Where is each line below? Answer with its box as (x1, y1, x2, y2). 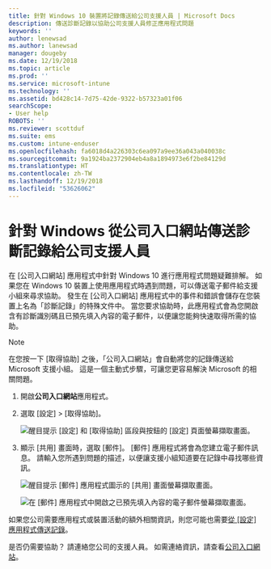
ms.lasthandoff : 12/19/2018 (8, 177, 104, 186)
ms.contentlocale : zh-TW (8, 170, 92, 178)
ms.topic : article (8, 65, 70, 73)
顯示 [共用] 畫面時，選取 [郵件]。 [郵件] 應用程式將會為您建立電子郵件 (19, 442, 252, 453)
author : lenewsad (8, 34, 67, 43)
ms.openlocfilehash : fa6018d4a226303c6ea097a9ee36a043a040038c (8, 147, 227, 155)
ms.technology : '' (8, 86, 70, 95)
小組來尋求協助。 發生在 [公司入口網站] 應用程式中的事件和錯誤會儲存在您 (8, 290, 254, 300)
